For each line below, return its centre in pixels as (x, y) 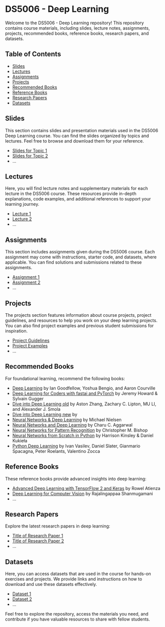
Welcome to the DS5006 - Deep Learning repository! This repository (75, 23)
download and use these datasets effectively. (51, 584)
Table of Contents (33, 54)
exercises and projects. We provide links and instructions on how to (74, 579)
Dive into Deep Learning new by (45, 414)
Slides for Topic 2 (30, 156)
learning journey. (22, 204)
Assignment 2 (26, 283)
